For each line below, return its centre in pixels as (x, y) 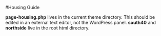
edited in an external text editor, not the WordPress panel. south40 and (81, 23)
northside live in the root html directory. (47, 28)
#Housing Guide (23, 7)
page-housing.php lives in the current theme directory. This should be (80, 17)
